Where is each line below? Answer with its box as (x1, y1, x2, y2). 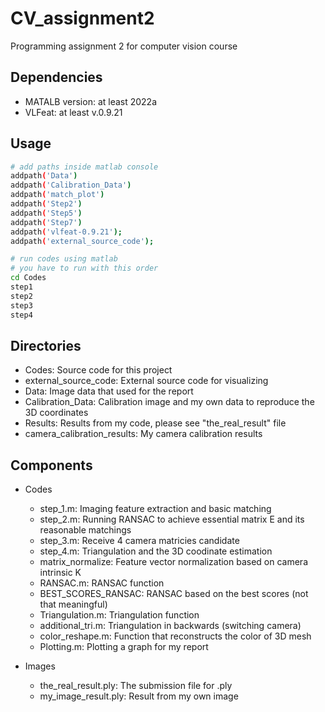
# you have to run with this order (10, 263, 159, 274)
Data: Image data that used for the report (24, 385, 194, 397)
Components (10, 457, 93, 474)
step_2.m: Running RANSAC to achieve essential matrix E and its (39, 513, 305, 526)
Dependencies (10, 69, 103, 86)
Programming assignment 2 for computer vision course (10, 40, 238, 52)
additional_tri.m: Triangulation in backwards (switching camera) (39, 620, 302, 632)
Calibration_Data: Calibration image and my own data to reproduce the (24, 396, 315, 408)
